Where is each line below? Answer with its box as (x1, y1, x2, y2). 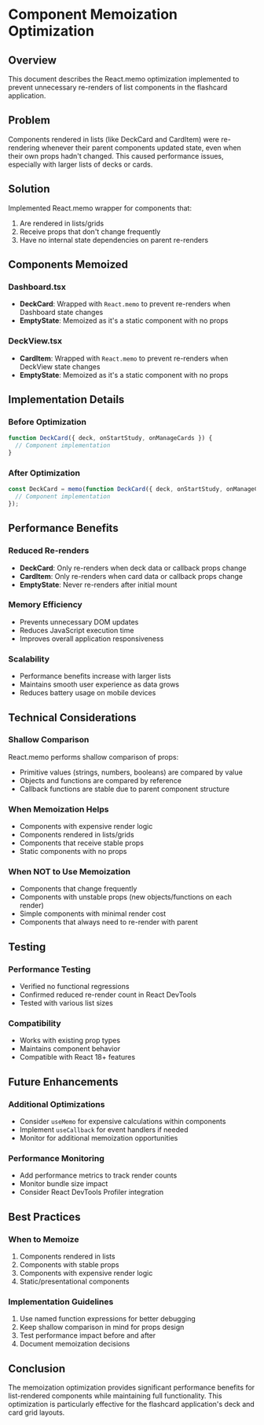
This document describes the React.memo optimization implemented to (8, 75, 240, 83)
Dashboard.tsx (8, 281, 67, 292)
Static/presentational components (19, 1277, 130, 1286)
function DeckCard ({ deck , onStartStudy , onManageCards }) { (8, 434, 213, 442)
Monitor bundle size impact (19, 1179, 108, 1189)
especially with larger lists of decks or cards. (8, 159, 153, 169)
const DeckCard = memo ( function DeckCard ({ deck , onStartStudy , (8, 485, 223, 493)
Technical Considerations (8, 711, 137, 724)
